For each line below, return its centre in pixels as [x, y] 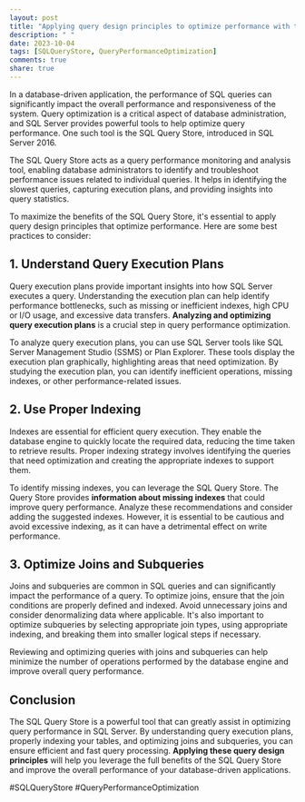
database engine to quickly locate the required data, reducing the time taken [152, 441]
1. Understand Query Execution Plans [117, 264]
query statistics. [39, 198]
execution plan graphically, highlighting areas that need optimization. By [144, 361]
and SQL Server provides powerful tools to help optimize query [127, 123]
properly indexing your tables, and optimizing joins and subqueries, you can [151, 741]
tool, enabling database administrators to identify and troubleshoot [134, 170]
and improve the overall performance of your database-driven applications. [150, 770]
